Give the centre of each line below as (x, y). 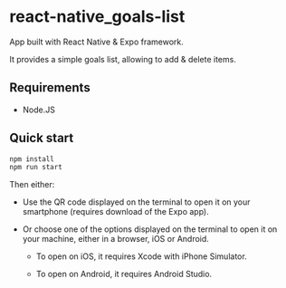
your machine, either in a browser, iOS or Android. (116, 239)
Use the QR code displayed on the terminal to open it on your (136, 202)
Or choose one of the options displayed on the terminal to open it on (150, 229)
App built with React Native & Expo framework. (96, 42)
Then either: (32, 185)
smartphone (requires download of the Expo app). (116, 212)
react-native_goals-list (97, 17)
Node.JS (39, 110)
